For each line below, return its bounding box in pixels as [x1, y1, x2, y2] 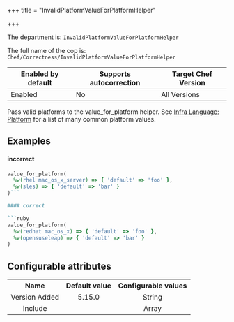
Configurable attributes [7, 260, 111, 272]
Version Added [10, 293, 59, 302]
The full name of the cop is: [7, 47, 86, 54]
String [142, 293, 163, 302]
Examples [7, 136, 51, 147]
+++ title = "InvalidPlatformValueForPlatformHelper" [7, 6, 157, 14]
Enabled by [20, 69, 59, 79]
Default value [65, 281, 111, 291]
